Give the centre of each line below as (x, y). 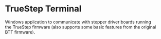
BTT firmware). (20, 32)
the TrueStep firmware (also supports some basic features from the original (81, 27)
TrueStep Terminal (43, 9)
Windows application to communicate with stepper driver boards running (78, 22)
